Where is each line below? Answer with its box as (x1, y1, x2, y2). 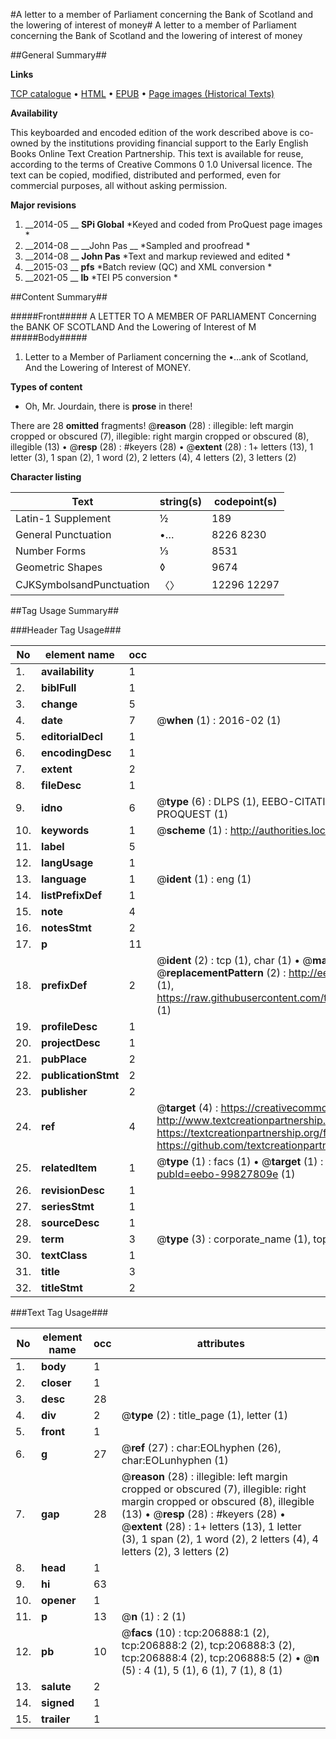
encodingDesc (41, 746, 112, 759)
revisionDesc (41, 1184, 105, 1197)
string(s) (159, 495, 203, 508)
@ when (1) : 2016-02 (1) (156, 714, 282, 727)
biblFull (41, 681, 77, 694)
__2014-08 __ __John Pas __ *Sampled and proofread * (24, 240, 251, 251)
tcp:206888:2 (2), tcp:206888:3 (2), (121, 1639, 296, 1652)
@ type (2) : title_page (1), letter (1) (121, 1409, 288, 1422)
